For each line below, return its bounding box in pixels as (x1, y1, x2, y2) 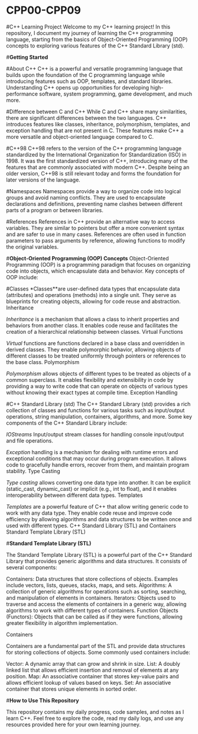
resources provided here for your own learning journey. (6, 721, 141, 728)
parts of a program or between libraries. (6, 206, 103, 213)
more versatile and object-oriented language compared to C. (6, 133, 154, 140)
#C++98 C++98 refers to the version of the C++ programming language (6, 145, 182, 152)
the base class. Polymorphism (6, 358, 80, 365)
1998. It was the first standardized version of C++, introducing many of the (6, 157, 188, 164)
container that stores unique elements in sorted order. (6, 685, 137, 692)
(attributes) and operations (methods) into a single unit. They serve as (6, 291, 177, 298)
